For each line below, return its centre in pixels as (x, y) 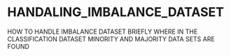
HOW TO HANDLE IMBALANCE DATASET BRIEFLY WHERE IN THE (103, 31)
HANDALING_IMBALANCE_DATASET (116, 12)
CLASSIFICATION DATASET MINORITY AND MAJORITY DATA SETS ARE (111, 38)
